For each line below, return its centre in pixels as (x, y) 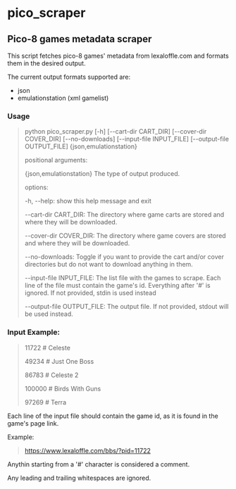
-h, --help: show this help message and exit (88, 201)
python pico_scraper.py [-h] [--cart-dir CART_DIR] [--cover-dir (116, 132)
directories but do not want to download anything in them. (109, 265)
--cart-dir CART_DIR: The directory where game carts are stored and (124, 215)
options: (36, 187)
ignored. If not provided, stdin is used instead (90, 293)
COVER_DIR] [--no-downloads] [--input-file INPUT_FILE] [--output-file (126, 139)
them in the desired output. (46, 63)
